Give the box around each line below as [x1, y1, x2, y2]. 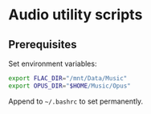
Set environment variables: [8, 59, 97, 68]
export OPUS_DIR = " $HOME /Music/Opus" [8, 82, 131, 90]
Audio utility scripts [8, 6, 143, 24]
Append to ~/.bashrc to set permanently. [8, 96, 144, 106]
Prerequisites [8, 38, 77, 51]
